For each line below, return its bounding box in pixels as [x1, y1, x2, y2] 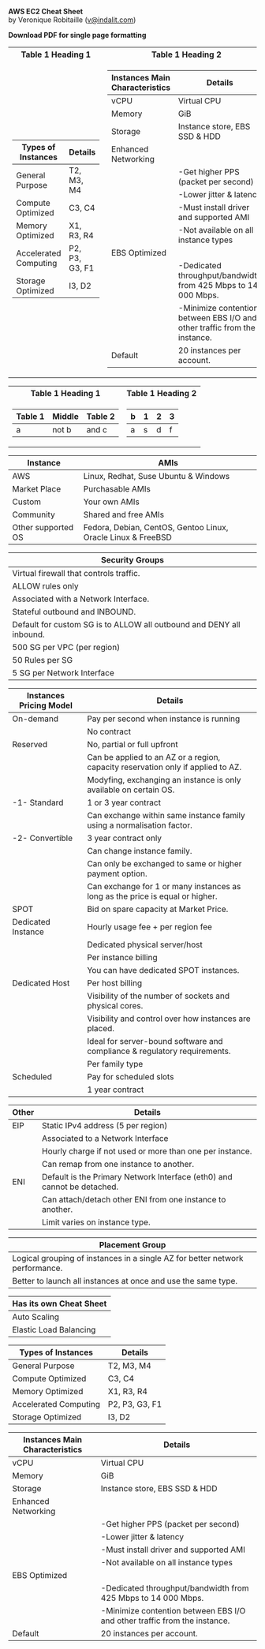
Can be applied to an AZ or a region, [86, 752, 221, 762]
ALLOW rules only [12, 581, 79, 591]
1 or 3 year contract [86, 797, 162, 808]
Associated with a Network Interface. [12, 593, 150, 604]
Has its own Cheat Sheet [12, 1298, 107, 1309]
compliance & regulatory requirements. [86, 1045, 231, 1056]
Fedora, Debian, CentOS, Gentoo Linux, [83, 522, 229, 533]
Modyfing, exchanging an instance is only [86, 775, 241, 785]
